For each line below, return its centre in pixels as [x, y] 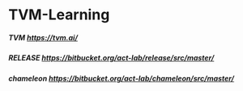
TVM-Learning [59, 15]
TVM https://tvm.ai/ [43, 37]
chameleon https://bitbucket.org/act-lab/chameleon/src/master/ [122, 78]
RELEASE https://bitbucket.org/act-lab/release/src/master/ [111, 58]
